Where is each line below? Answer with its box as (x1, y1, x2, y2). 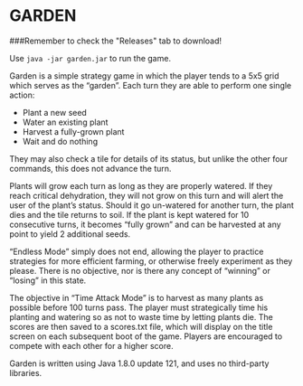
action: (9, 89, 35, 100)
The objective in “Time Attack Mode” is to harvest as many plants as (9, 292, 264, 303)
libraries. (9, 367, 43, 378)
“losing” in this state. (9, 275, 87, 286)
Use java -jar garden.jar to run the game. (9, 52, 172, 63)
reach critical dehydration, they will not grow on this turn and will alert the (9, 190, 284, 201)
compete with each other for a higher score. (9, 340, 174, 351)
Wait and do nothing (22, 136, 98, 146)
